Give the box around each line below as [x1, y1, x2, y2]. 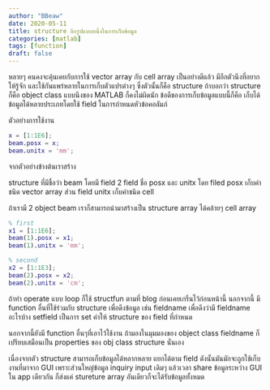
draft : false [8, 49, 53, 58]
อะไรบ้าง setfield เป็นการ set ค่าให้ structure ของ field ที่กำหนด [8, 311, 193, 321]
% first [8, 219, 35, 227]
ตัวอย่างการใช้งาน [8, 115, 55, 125]
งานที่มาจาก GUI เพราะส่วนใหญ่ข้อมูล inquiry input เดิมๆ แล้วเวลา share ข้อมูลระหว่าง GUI [8, 362, 263, 372]
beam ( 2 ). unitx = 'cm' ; [8, 279, 85, 287]
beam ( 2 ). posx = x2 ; [8, 271, 75, 280]
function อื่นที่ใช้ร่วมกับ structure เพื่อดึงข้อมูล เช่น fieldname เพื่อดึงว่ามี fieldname [8, 302, 251, 312]
